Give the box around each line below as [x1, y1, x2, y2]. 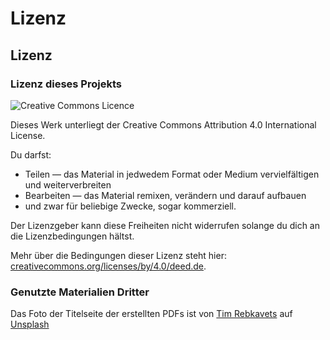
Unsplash [10, 318, 50, 331]
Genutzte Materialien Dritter [10, 285, 150, 299]
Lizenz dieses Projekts [10, 77, 122, 91]
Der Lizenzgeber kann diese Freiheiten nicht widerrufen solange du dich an [10, 219, 320, 231]
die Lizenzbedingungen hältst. [10, 230, 135, 242]
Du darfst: [10, 148, 52, 161]
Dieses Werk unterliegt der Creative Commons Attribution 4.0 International [10, 118, 317, 131]
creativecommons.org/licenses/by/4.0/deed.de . [10, 260, 207, 272]
